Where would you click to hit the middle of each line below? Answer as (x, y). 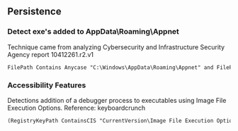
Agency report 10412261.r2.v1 (51, 54)
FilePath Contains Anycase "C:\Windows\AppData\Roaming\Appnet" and (110, 67)
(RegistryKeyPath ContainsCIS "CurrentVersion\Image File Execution (110, 120)
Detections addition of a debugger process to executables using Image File (117, 100)
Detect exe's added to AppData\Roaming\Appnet (93, 32)
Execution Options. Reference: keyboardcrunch (76, 108)
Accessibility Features (47, 85)
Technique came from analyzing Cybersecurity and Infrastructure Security (116, 47)
